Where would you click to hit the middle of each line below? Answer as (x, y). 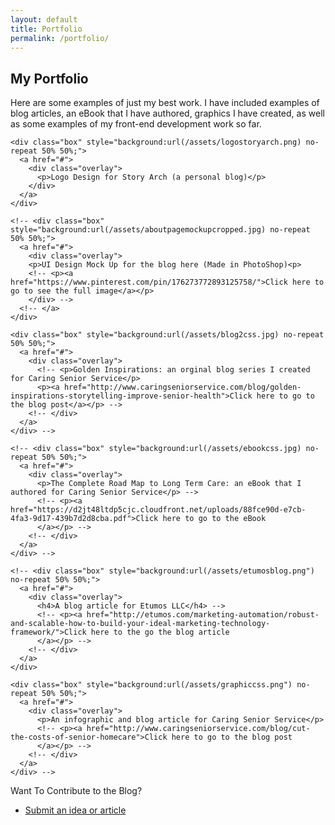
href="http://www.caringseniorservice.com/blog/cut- (198, 729)
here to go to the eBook (214, 519)
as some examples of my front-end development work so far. (136, 124)
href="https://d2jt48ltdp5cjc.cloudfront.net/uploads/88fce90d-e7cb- (158, 510)
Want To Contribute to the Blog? (76, 791)
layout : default (44, 19)
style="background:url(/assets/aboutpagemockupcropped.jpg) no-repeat (160, 230)
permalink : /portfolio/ (60, 38)
